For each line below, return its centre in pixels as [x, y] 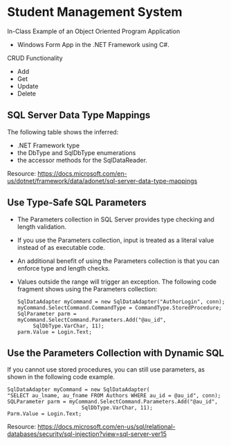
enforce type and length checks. [64, 268]
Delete [27, 93]
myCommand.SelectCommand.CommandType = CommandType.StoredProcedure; [120, 308]
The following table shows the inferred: [63, 131]
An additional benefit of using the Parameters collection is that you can [118, 261]
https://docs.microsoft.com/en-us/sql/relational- [107, 427]
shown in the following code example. [61, 377]
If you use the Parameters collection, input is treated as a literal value [115, 240]
